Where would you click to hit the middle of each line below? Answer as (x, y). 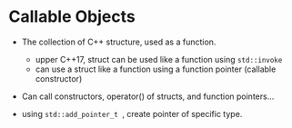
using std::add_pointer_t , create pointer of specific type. (132, 113)
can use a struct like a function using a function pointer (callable (156, 69)
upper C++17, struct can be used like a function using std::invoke (159, 59)
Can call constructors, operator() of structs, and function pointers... (148, 96)
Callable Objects (72, 17)
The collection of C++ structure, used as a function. (119, 42)
